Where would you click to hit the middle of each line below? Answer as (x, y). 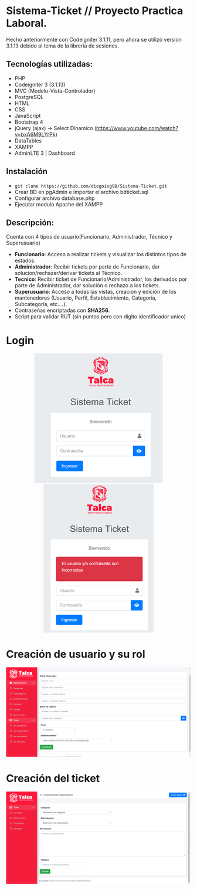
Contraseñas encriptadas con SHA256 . (62, 310)
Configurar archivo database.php (55, 198)
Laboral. (27, 23)
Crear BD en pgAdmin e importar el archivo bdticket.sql (81, 192)
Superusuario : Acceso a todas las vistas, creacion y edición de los (96, 292)
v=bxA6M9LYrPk (35, 134)
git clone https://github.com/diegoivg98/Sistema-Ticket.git (91, 186)
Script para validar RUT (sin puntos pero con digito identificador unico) (100, 317)
